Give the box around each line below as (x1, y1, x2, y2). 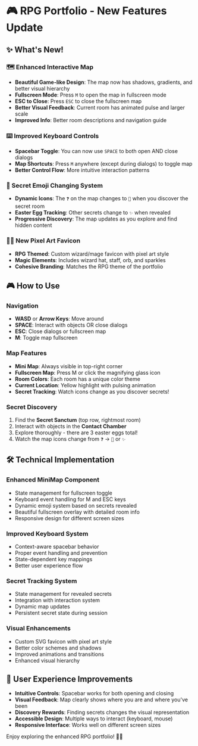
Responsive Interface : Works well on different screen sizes (14, 722, 161, 729)
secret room (14, 203, 45, 210)
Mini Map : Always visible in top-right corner (14, 362, 123, 369)
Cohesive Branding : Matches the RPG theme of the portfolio (14, 263, 164, 270)
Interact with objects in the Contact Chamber (14, 423, 127, 430)
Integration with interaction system (14, 596, 100, 604)
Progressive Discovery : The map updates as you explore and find (14, 215, 177, 223)
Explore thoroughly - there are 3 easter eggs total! (14, 429, 138, 436)
